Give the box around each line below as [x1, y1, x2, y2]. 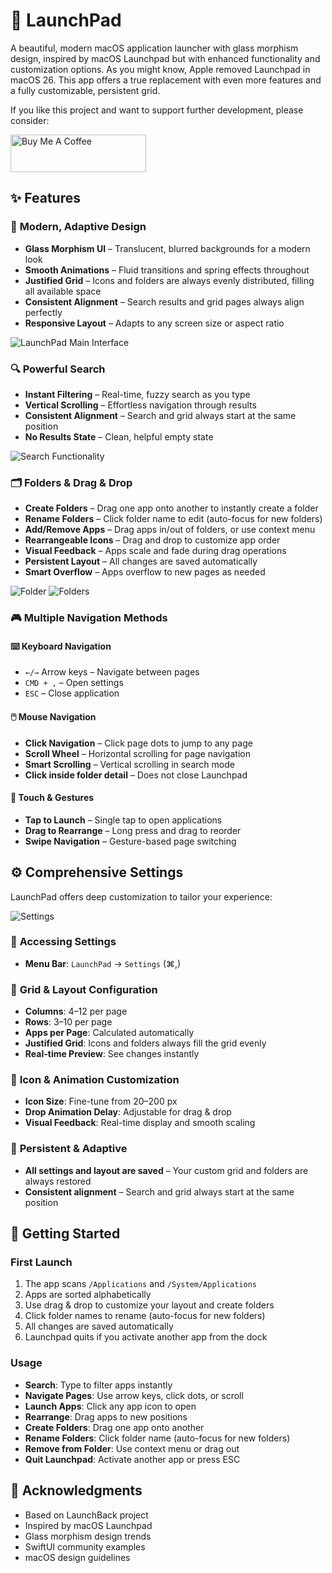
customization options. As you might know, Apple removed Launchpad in [10, 63, 311, 75]
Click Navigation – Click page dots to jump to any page [24, 737, 253, 749]
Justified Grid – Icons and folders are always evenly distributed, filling [24, 274, 315, 286]
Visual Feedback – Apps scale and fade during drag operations [24, 545, 287, 557]
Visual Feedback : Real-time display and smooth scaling [24, 1117, 256, 1129]
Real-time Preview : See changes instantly [24, 1048, 200, 1060]
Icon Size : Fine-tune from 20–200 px [24, 1095, 178, 1108]
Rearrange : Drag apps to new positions [24, 1410, 188, 1423]
